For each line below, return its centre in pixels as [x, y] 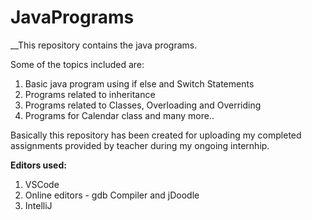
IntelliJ [38, 205]
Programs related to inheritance [90, 94]
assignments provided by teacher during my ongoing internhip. [140, 145]
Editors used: [38, 165]
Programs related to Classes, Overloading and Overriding [143, 105]
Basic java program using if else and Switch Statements [139, 83]
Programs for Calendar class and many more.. [119, 115]
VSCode [42, 184]
